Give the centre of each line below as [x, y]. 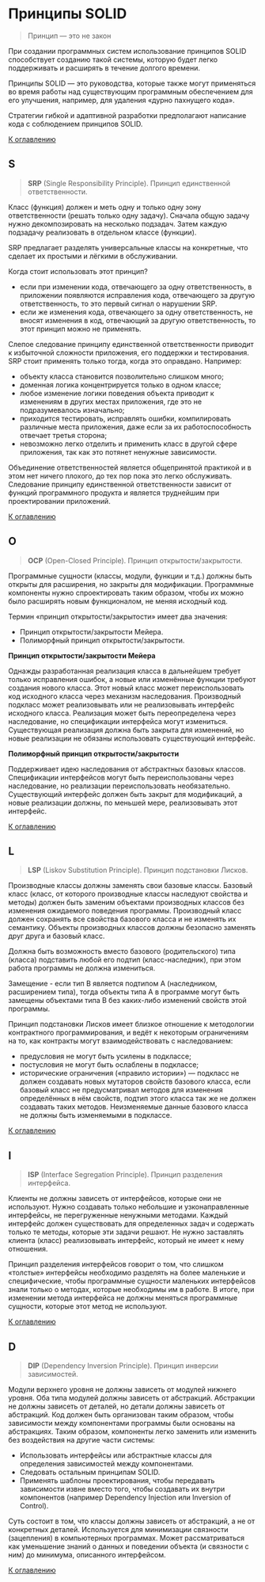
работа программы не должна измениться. [82, 968]
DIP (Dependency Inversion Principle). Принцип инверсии [123, 1366]
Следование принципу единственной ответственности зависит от [120, 484]
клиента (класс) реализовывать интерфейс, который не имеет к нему [126, 1241]
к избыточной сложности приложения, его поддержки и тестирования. [129, 353]
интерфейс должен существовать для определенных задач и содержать [131, 1224]
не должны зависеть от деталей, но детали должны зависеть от [117, 1406]
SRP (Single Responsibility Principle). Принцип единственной [129, 183]
